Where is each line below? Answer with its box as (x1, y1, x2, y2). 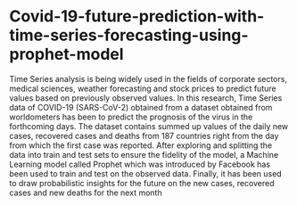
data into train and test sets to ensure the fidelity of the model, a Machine (9, 149, 279, 160)
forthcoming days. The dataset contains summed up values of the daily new (9, 120, 289, 131)
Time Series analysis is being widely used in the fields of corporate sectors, (9, 73, 288, 84)
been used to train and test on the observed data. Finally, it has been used (9, 168, 283, 179)
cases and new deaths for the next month (9, 187, 162, 198)
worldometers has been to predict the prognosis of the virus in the (9, 111, 253, 122)
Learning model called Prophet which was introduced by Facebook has (9, 159, 270, 169)
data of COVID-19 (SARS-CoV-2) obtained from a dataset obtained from (9, 102, 273, 112)
